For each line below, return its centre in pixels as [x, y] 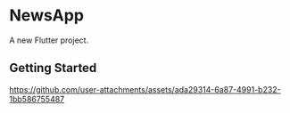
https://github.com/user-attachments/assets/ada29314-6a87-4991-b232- [145, 89]
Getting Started [53, 68]
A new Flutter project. [49, 40]
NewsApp [47, 16]
